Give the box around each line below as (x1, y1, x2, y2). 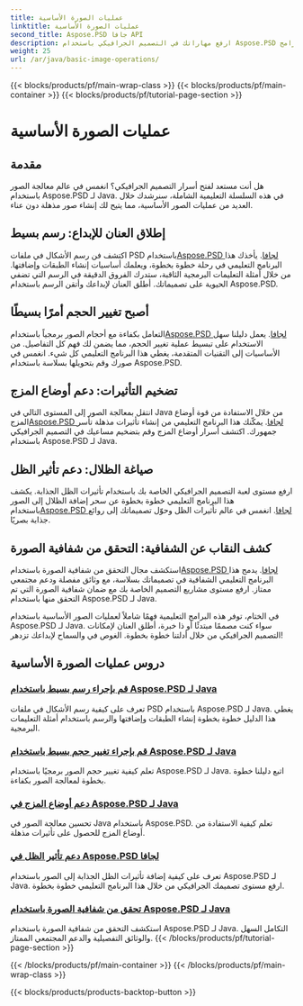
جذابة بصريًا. (10, 514, 51, 525)
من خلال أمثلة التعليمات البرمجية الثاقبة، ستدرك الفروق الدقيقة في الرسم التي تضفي (10, 268, 291, 279)
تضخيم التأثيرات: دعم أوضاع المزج (10, 384, 178, 399)
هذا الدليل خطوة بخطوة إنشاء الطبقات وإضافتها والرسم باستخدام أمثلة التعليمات (10, 712, 277, 723)
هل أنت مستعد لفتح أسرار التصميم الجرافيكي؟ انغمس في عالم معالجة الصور (10, 181, 264, 191)
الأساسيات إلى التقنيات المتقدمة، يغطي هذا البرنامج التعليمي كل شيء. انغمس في (10, 348, 281, 358)
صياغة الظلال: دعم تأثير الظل (10, 461, 154, 477)
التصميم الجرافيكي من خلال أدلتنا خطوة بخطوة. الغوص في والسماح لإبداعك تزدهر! (10, 630, 284, 640)
